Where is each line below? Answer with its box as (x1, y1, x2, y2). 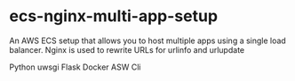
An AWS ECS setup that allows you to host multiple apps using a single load (9, 35, 286, 46)
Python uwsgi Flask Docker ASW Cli (9, 62, 141, 72)
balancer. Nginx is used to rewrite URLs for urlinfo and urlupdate (9, 44, 245, 55)
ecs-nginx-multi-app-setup (9, 6, 219, 26)
